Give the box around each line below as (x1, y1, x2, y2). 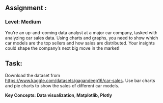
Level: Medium (5, 19, 41, 25)
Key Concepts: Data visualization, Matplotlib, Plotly (5, 92, 112, 98)
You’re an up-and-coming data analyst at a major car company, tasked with (5, 29, 158, 36)
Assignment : (5, 4, 47, 12)
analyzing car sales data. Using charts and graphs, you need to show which (5, 35, 159, 41)
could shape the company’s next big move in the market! (5, 45, 120, 51)
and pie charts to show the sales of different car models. (5, 82, 119, 88)
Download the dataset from (5, 72, 60, 78)
